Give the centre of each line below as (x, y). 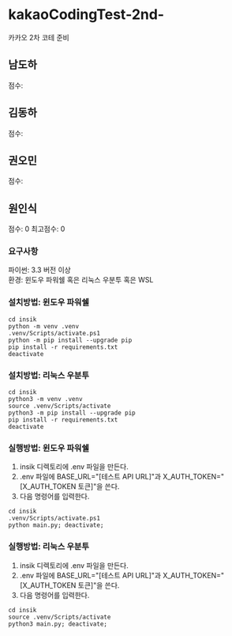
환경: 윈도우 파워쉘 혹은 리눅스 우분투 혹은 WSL (81, 280)
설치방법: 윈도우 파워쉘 (49, 302)
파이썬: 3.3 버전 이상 (39, 270)
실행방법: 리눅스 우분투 (49, 547)
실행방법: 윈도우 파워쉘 (49, 448)
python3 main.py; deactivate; (58, 624)
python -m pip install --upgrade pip (70, 340)
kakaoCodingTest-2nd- (86, 15)
